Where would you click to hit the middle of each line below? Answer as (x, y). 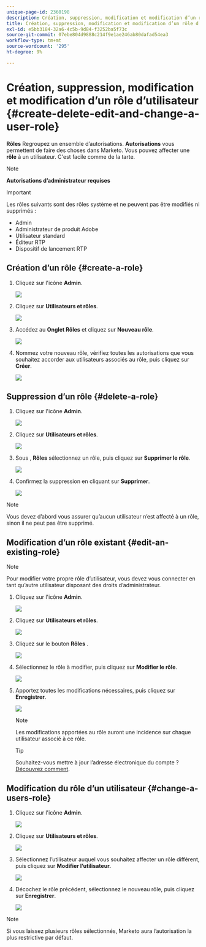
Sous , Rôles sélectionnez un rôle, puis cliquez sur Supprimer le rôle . (103, 458)
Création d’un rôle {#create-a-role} (75, 268)
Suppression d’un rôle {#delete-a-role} (82, 396)
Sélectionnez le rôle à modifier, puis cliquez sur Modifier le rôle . (96, 667)
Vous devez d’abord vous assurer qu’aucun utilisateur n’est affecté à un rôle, (103, 517)
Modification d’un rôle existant (66, 542)
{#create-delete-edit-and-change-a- (103, 113)
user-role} (33, 127)
